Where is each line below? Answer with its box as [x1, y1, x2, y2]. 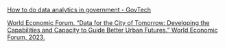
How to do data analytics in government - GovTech [7, 6, 152, 14]
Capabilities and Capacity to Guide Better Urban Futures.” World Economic [7, 26, 218, 34]
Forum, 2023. [7, 33, 46, 41]
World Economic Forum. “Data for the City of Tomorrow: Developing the [7, 19, 210, 26]
